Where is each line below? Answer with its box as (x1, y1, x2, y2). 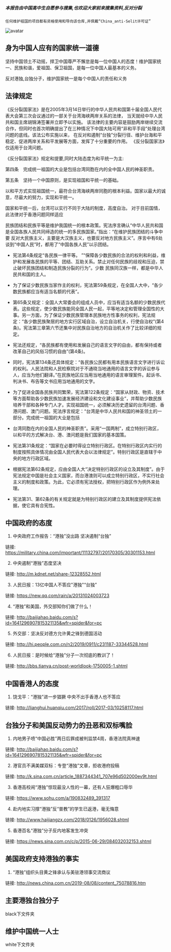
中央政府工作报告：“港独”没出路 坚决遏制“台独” (12, 533, 111, 539)
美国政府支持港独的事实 (5, 855, 79, 863)
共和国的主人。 (17, 271, 49, 277)
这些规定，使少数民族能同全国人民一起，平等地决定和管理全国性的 (21, 306, 160, 312)
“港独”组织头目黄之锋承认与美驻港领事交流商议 (12, 869, 111, 875)
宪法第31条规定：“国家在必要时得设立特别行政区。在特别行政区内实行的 (12, 442, 162, 448)
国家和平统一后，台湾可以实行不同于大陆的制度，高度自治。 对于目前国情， (5, 205, 163, 211)
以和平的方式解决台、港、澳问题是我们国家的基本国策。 (12, 431, 129, 438)
